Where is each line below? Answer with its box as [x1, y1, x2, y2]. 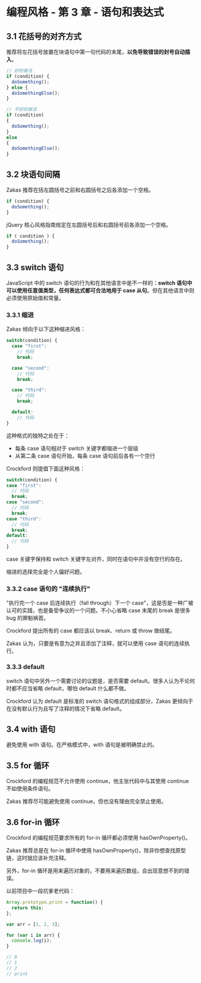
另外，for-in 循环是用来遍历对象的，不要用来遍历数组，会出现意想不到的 [6, 867, 184, 874]
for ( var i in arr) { [6, 932, 61, 938]
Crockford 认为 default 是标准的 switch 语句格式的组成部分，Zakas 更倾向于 [6, 697, 194, 705]
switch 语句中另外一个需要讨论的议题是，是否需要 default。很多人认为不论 [6, 677, 190, 684]
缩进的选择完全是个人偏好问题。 [6, 568, 85, 576]
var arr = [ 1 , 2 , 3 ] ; [6, 921, 61, 927]
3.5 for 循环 [6, 760, 50, 771]
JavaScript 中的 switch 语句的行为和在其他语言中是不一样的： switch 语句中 [6, 280, 193, 286]
